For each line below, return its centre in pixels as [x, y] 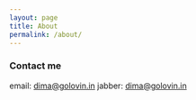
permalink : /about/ [46, 34]
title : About [34, 26]
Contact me [36, 66]
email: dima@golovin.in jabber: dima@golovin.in [98, 86]
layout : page [34, 18]
